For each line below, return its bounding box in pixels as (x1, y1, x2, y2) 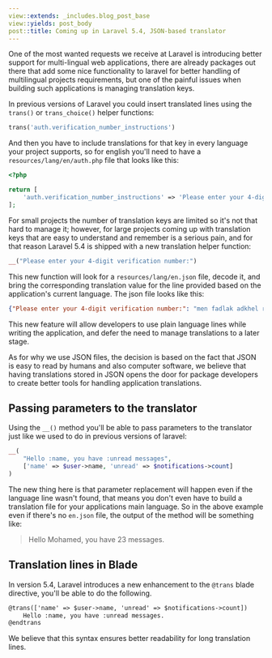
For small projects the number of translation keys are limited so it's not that (8, 216, 258, 225)
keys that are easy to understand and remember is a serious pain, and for (8, 233, 253, 242)
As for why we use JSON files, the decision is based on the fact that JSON (8, 352, 257, 361)
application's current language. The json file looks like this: (8, 288, 205, 298)
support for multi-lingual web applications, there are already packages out (8, 58, 257, 67)
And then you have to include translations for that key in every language (8, 139, 249, 148)
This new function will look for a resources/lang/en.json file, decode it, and (8, 271, 261, 281)
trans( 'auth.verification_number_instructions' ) (8, 123, 176, 132)
